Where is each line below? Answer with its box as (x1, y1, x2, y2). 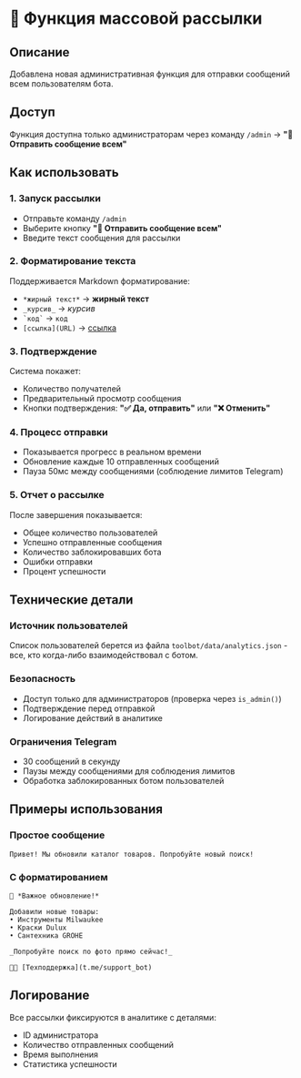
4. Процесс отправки (9, 426, 108, 439)
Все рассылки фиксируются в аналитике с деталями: (9, 1012, 216, 1022)
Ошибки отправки (22, 555, 94, 567)
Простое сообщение (9, 829, 105, 841)
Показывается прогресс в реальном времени (22, 446, 202, 458)
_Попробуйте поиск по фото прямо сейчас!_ (9, 947, 173, 956)
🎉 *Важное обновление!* (9, 891, 100, 900)
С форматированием (9, 870, 109, 883)
